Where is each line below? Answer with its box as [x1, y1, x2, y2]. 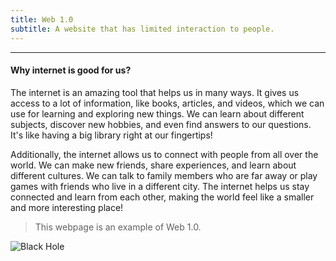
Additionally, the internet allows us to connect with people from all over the [10, 148, 319, 160]
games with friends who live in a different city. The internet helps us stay [10, 180, 310, 192]
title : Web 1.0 [10, 14, 74, 25]
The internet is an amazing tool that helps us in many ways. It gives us [10, 86, 300, 98]
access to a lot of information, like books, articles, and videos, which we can [10, 97, 325, 109]
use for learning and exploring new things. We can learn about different [10, 107, 305, 120]
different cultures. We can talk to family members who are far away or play [10, 169, 318, 181]
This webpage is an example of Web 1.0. [34, 221, 202, 233]
